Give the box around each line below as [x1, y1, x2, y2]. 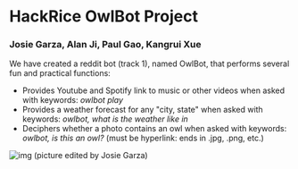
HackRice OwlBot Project [9, 6, 199, 27]
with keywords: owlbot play [21, 95, 123, 106]
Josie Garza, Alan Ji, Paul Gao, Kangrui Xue [9, 38, 202, 51]
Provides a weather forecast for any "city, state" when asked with [21, 105, 263, 115]
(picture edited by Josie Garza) [34, 150, 149, 161]
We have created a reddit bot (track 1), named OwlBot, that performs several [9, 58, 290, 69]
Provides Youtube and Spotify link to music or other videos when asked [21, 85, 286, 96]
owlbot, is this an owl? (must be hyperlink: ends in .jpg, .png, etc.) [21, 132, 265, 144]
